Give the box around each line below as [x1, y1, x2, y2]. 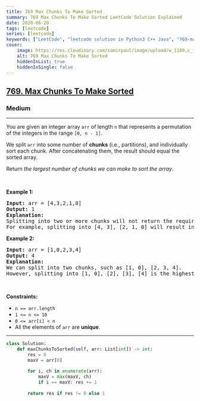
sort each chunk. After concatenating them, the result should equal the [6, 147, 180, 155]
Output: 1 [6, 206, 35, 213]
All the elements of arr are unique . [14, 324, 101, 331]
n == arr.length [14, 306, 55, 312]
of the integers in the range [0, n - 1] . [6, 129, 103, 137]
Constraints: [6, 293, 38, 300]
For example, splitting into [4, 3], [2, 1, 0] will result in [6, 224, 195, 231]
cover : [6, 42, 23, 48]
